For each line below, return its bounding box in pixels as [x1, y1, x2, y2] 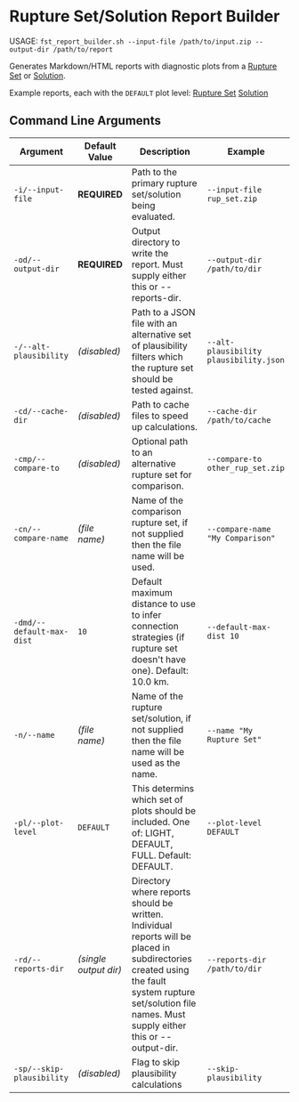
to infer [132, 608, 162, 620]
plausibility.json [206, 354, 285, 365]
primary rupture [132, 176, 198, 189]
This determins [132, 782, 195, 794]
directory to [132, 236, 181, 248]
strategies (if [132, 630, 185, 643]
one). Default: [132, 664, 189, 677]
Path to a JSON [132, 305, 196, 318]
